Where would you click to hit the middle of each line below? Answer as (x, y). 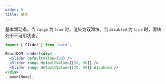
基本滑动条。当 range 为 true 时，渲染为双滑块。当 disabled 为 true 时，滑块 (83, 29)
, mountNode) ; (20, 77)
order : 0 (14, 10)
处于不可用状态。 (23, 35)
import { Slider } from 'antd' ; (38, 45)
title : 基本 (17, 14)
